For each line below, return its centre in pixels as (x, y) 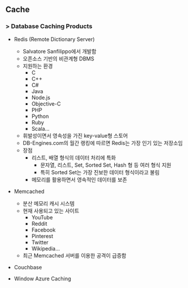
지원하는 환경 (38, 66)
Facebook (44, 230)
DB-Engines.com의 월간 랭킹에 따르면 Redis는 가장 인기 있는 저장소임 (102, 143)
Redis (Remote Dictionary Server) (54, 39)
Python (40, 116)
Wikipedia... (46, 248)
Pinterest (42, 236)
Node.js (41, 97)
